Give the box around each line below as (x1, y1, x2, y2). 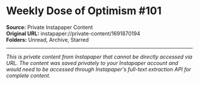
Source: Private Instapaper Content (6, 24, 93, 31)
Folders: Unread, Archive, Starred (6, 36, 89, 43)
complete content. (6, 72, 51, 79)
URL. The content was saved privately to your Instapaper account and (6, 59, 179, 66)
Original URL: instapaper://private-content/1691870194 (6, 30, 140, 37)
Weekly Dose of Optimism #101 (6, 4, 162, 18)
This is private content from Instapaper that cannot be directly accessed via (6, 53, 192, 60)
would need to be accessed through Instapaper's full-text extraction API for (6, 66, 191, 73)
